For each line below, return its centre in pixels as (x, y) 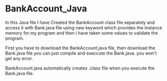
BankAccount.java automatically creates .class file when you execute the (80, 68)
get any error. (19, 58)
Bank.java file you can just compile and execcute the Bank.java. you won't (81, 53)
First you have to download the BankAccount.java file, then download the (80, 48)
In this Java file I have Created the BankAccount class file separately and (80, 22)
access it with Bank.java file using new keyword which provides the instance (84, 27)
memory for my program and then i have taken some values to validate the (82, 33)
